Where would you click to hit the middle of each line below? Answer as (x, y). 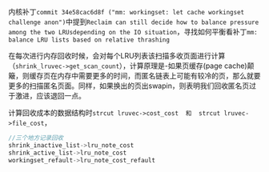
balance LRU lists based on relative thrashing (89, 40)
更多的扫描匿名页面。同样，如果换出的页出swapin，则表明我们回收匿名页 (129, 86)
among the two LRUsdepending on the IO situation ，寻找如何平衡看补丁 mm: (133, 32)
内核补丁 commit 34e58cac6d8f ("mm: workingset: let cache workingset (126, 12)
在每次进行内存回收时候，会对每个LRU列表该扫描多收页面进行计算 (117, 56)
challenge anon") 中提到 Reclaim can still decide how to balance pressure (134, 22)
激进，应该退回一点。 (50, 96)
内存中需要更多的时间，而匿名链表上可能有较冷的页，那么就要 (159, 76)
